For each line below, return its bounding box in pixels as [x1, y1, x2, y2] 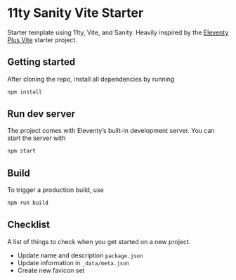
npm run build [7, 199, 49, 207]
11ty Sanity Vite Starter [7, 5, 144, 21]
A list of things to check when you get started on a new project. [7, 237, 191, 246]
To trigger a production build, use [7, 186, 104, 194]
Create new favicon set [17, 266, 85, 274]
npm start [7, 148, 37, 155]
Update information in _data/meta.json [17, 258, 130, 267]
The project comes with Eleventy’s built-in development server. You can [7, 127, 216, 135]
